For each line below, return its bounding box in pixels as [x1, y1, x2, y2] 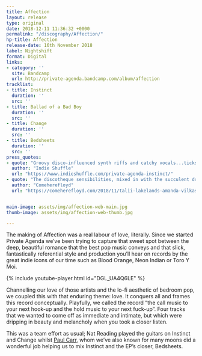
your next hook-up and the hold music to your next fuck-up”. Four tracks [6, 305, 186, 313]
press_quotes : [6, 154, 42, 160]
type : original [6, 20, 44, 26]
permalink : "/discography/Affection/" [6, 31, 103, 37]
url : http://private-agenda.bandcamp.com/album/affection [11, 76, 161, 82]
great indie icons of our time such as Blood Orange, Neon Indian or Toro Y [6, 257, 190, 264]
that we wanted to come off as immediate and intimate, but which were [6, 312, 182, 319]
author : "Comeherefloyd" [11, 182, 74, 188]
